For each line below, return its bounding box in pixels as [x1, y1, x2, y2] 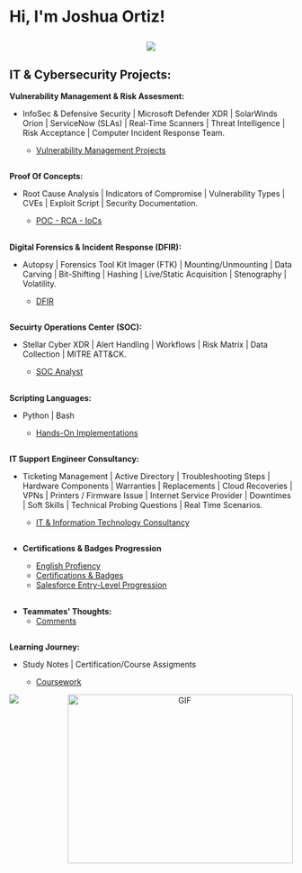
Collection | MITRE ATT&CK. [22, 349, 128, 359]
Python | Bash [22, 410, 75, 421]
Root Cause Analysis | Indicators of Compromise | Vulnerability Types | [22, 188, 286, 199]
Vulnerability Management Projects [35, 145, 166, 155]
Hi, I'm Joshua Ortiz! [9, 6, 165, 27]
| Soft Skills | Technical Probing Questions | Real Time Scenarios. [22, 499, 263, 510]
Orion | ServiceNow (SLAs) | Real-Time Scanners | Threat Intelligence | [22, 118, 286, 128]
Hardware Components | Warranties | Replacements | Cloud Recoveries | [22, 480, 293, 491]
